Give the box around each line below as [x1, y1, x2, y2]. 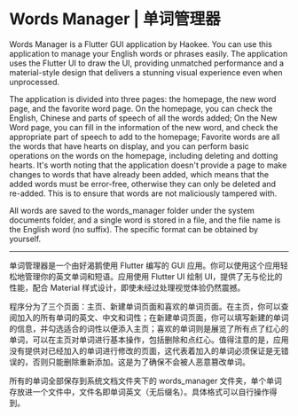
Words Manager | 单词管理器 [9, 9, 221, 29]
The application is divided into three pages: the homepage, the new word [9, 93, 277, 104]
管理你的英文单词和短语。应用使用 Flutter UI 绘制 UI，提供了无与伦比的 [24, 271, 283, 281]
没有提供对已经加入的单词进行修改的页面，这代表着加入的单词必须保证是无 [9, 345, 281, 356]
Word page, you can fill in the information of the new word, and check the [9, 122, 278, 132]
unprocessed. [9, 76, 60, 87]
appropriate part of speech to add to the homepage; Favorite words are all [9, 131, 280, 142]
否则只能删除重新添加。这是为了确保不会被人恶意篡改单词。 [32, 357, 250, 367]
